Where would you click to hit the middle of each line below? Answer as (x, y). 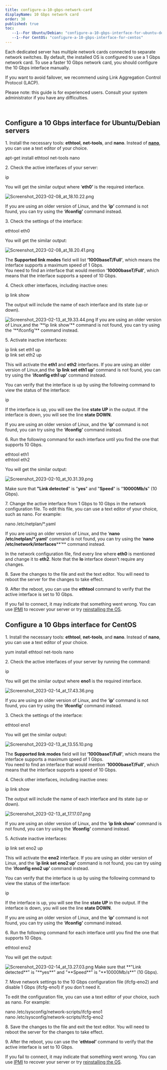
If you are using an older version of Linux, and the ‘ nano (63, 533)
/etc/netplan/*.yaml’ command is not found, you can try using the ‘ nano (80, 539)
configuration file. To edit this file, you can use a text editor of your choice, (82, 509)
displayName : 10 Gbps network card (42, 14)
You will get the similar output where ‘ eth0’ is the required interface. (75, 187)
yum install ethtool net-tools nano (40, 652)
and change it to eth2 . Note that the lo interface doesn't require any (75, 559)
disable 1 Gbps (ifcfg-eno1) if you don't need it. (53, 987)
